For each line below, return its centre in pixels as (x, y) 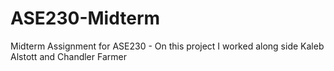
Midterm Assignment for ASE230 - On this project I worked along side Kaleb (167, 46)
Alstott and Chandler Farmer (68, 56)
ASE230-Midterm (85, 18)
